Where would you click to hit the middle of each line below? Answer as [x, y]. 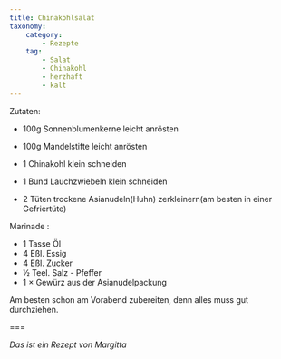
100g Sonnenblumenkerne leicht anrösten [100, 129]
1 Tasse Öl [42, 243]
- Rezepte [60, 43]
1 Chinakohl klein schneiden [74, 163]
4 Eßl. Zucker [48, 263]
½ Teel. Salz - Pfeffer [62, 272]
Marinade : [29, 226]
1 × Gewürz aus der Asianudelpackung [95, 282]
